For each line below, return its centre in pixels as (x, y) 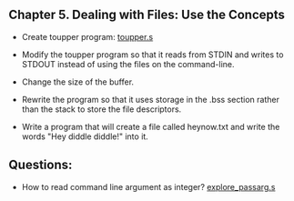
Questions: (41, 165)
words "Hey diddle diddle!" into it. (85, 136)
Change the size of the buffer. (77, 82)
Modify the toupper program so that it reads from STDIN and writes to (152, 55)
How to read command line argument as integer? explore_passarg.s (148, 186)
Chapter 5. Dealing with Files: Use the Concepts (147, 15)
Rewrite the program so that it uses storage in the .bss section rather (150, 99)
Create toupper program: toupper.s (87, 36)
